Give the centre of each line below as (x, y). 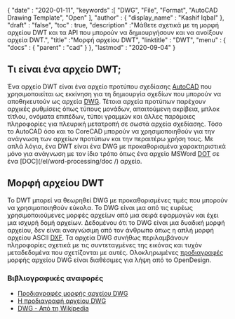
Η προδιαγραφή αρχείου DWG (62, 301)
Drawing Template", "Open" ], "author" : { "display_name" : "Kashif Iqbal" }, (116, 18)
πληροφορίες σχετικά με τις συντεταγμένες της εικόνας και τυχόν (105, 245)
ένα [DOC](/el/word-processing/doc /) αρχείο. (75, 161)
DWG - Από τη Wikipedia (53, 308)
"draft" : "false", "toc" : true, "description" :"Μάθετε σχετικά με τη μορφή (113, 25)
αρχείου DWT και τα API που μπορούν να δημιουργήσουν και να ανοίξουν (115, 32)
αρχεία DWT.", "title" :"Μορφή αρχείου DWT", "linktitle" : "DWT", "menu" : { (117, 40)
